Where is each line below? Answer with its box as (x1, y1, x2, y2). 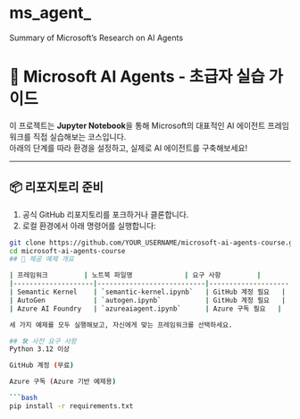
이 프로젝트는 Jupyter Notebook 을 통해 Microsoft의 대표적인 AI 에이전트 (9, 120, 266, 131)
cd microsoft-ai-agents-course (9, 246, 126, 255)
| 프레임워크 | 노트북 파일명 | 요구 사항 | (9, 271, 262, 280)
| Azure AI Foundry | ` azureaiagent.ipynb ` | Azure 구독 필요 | (9, 304, 282, 313)
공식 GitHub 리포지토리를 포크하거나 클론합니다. (21, 209, 189, 219)
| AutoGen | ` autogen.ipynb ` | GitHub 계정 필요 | (9, 295, 286, 304)
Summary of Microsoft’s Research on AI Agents (9, 32, 184, 43)
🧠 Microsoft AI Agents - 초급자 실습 (9, 66, 265, 87)
